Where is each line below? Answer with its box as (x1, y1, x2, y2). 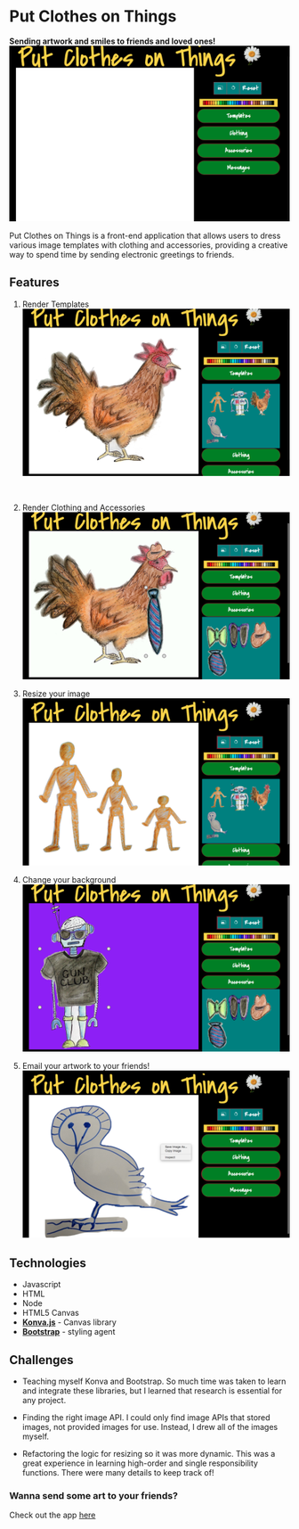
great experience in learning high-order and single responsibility (21, 1458, 258, 1468)
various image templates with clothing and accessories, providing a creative (9, 239, 288, 251)
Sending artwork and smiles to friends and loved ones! (9, 36, 216, 46)
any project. (21, 1395, 67, 1405)
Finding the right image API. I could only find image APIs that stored (21, 1412, 271, 1423)
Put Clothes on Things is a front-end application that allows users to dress (9, 230, 281, 241)
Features (9, 275, 60, 291)
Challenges (9, 1352, 74, 1368)
